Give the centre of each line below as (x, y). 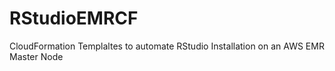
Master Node (36, 56)
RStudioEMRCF (74, 18)
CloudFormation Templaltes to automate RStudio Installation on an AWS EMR (167, 46)
